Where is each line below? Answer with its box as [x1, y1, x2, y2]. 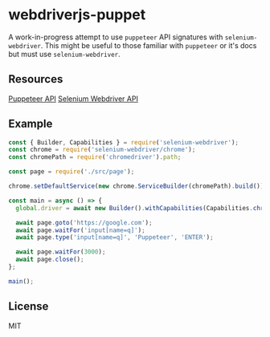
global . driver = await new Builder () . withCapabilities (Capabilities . [15, 204, 253, 212]
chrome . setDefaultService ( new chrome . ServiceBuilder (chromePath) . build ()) [8, 182, 264, 190]
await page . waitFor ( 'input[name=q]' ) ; [15, 226, 146, 234]
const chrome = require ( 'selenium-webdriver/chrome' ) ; [8, 146, 196, 154]
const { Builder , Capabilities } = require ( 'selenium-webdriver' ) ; [8, 138, 239, 146]
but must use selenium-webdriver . [8, 49, 121, 59]
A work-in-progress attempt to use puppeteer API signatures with [8, 32, 223, 42]
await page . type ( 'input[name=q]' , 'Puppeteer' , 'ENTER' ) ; [15, 233, 215, 242]
